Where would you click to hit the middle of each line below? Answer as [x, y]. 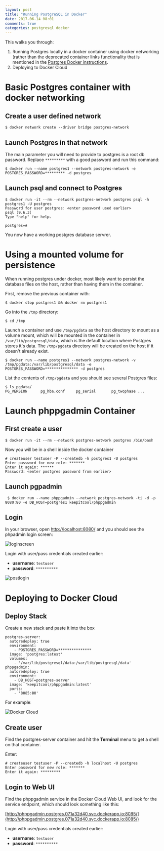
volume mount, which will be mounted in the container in [63, 335]
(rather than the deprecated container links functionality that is [76, 57]
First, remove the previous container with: [47, 293]
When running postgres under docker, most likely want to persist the [75, 279]
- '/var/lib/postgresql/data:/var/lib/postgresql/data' [73, 663]
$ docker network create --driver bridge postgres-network [67, 127]
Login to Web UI [30, 787]
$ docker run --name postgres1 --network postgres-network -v [70, 360]
